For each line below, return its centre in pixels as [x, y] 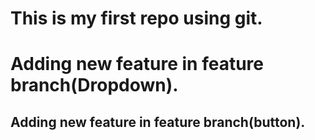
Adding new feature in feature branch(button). [158, 122]
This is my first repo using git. [136, 18]
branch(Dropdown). [94, 85]
